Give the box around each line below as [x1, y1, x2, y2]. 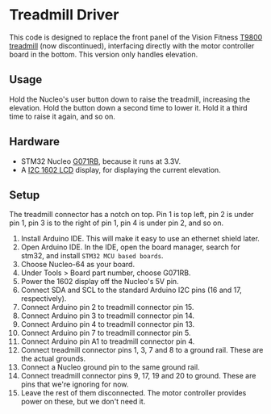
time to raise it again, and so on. [9, 111, 116, 121]
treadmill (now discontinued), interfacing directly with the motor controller [9, 40, 255, 50]
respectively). [20, 294, 67, 303]
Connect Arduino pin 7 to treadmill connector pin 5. [20, 328, 191, 338]
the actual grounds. [20, 353, 86, 364]
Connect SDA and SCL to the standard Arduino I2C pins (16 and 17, [20, 285, 242, 295]
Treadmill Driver [9, 6, 119, 24]
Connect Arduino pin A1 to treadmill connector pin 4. [20, 337, 195, 346]
